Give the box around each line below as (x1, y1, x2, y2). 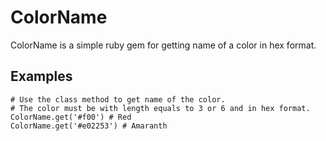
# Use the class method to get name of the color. (10, 94, 226, 105)
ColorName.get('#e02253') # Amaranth (10, 121, 168, 131)
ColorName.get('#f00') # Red (10, 112, 132, 122)
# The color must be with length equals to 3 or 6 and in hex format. (10, 103, 311, 113)
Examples (10, 68, 73, 85)
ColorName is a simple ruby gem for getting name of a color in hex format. (10, 39, 317, 51)
